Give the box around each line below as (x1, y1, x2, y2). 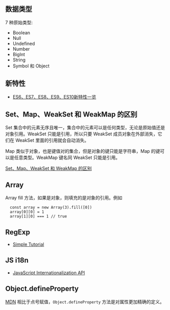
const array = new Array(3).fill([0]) (10, 205, 93, 210)
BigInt (12, 51, 25, 57)
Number (12, 45, 30, 52)
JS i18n (5, 256, 29, 265)
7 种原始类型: (5, 19, 33, 26)
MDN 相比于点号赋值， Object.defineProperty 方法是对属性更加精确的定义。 (5, 298, 164, 305)
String (12, 57, 26, 63)
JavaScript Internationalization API (12, 270, 86, 276)
